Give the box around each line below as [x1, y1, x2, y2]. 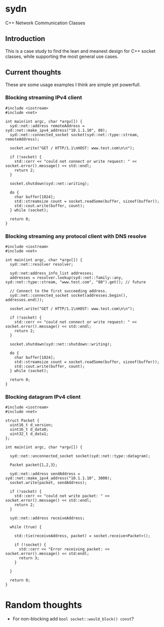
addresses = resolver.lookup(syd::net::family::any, [10, 275, 124, 280]
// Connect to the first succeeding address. [10, 288, 108, 294]
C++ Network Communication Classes [5, 20, 86, 26]
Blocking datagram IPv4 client [5, 393, 81, 400]
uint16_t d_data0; [10, 427, 49, 432]
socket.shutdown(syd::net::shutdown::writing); [10, 342, 112, 347]
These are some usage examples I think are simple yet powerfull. [5, 82, 141, 88]
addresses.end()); [5, 298, 44, 303]
